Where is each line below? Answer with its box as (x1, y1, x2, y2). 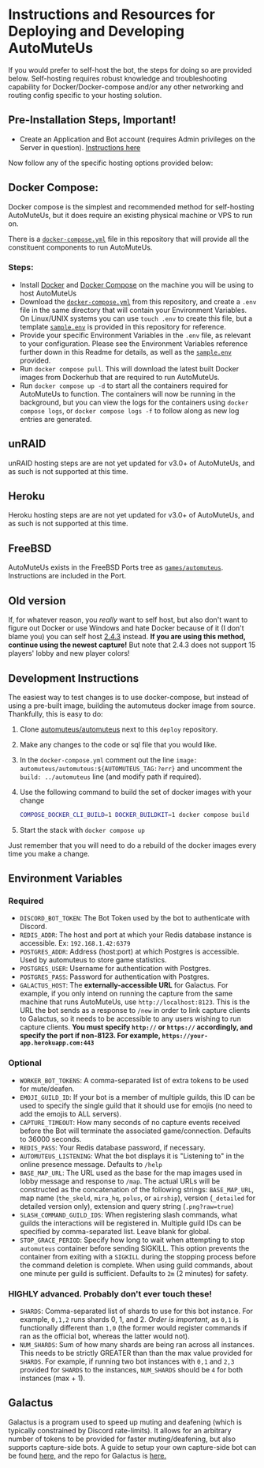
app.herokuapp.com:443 (19, 1039, 95, 1048)
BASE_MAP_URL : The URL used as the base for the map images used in (19, 1168, 243, 1177)
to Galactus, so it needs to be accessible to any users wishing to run (19, 1014, 242, 1024)
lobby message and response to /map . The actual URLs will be (19, 1176, 221, 1186)
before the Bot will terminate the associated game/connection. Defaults (19, 1126, 251, 1135)
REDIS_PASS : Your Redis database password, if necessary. (19, 1142, 206, 1152)
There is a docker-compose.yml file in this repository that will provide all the (8, 234, 250, 243)
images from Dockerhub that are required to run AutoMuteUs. (19, 372, 220, 382)
